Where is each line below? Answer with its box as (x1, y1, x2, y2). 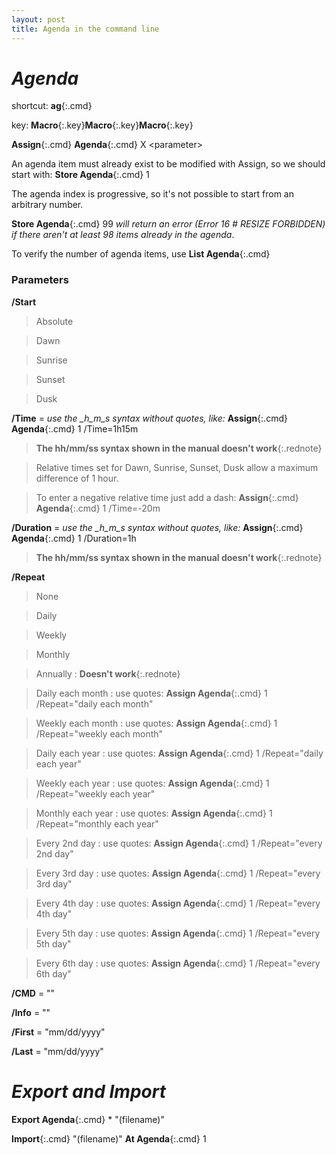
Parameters (11, 273, 69, 287)
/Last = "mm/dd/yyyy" (11, 1045, 104, 1057)
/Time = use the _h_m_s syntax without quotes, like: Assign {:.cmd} (11, 412, 288, 424)
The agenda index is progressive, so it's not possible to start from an (11, 188, 294, 200)
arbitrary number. (11, 199, 84, 211)
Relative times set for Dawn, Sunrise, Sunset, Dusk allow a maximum (35, 461, 319, 473)
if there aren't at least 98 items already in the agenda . (11, 229, 235, 241)
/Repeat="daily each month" (35, 697, 154, 710)
